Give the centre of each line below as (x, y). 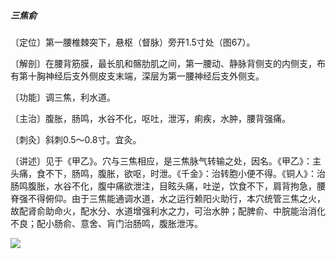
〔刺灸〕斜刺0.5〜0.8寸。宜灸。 (76, 139)
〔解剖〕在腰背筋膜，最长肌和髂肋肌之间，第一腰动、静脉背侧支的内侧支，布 (168, 63)
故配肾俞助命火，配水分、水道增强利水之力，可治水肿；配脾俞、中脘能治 (159, 211)
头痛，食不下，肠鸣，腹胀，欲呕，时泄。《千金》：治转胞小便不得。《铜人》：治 (168, 173)
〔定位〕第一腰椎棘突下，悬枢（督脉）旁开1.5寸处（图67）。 (133, 42)
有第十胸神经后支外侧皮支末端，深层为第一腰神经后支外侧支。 (137, 76)
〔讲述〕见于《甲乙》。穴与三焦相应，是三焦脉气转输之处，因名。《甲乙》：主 (166, 161)
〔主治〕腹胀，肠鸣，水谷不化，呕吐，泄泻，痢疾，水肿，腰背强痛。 (150, 118)
